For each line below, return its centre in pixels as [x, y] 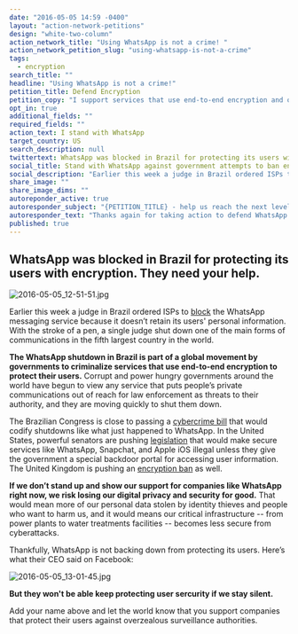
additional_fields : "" [51, 116]
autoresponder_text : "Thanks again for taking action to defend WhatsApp [149, 215]
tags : [19, 59]
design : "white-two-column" [61, 34]
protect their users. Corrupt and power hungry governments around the [141, 376]
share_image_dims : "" [49, 191]
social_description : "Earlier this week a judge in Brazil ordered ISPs [146, 174]
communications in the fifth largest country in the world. [112, 340]
